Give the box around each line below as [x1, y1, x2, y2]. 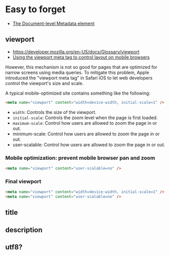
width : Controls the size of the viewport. [12, 109, 96, 115]
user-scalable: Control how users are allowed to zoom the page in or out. [12, 141, 165, 148]
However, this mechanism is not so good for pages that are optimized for [5, 64, 158, 70]
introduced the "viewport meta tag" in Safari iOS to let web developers [5, 75, 153, 81]
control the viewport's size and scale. [5, 80, 84, 86]
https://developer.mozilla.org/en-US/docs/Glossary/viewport [12, 48, 140, 54]
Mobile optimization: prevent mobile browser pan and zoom [5, 154, 155, 161]
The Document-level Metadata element [12, 20, 95, 26]
